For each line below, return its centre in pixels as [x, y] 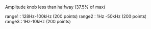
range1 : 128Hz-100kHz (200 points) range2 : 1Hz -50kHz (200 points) [76, 16]
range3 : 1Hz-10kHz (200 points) [38, 22]
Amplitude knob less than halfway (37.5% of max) [55, 7]
